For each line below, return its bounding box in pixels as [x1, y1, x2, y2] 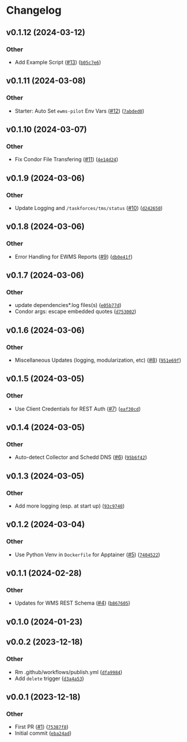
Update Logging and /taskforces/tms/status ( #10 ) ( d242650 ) [14, 204, 163, 211]
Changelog [6, 4, 62, 17]
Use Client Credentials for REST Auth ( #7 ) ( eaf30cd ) [14, 405, 141, 412]
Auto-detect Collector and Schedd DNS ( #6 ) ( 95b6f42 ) [14, 453, 147, 461]
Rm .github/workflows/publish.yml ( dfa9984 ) [14, 668, 123, 675]
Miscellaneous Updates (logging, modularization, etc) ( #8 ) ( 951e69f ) [14, 356, 182, 364]
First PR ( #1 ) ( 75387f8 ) [14, 724, 69, 731]
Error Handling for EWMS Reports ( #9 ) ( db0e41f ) [14, 253, 133, 260]
